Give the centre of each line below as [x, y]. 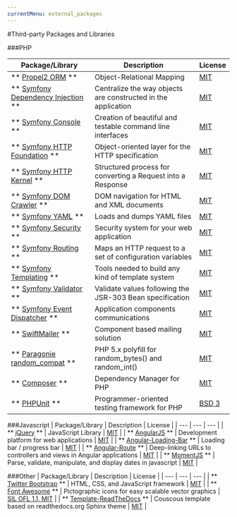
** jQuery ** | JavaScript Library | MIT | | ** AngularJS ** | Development [112, 432]
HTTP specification [127, 155]
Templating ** [35, 277]
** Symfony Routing [45, 248]
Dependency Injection [47, 97]
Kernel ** [27, 180]
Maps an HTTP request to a [140, 248]
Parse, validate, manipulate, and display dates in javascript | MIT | [103, 462]
